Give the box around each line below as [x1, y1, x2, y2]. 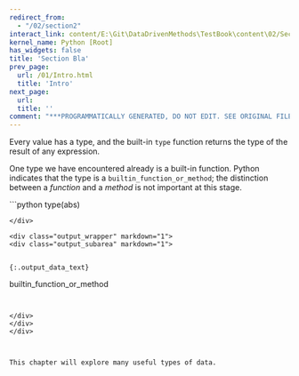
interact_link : [9, 29, 66, 38]
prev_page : [9, 63, 50, 72]
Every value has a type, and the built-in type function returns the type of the [9, 137, 288, 148]
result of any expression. [9, 146, 101, 156]
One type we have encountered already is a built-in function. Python [9, 164, 260, 174]
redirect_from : [9, 12, 66, 22]
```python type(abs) [9, 199, 80, 210]
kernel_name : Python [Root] [9, 37, 114, 47]
